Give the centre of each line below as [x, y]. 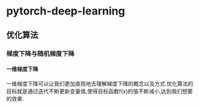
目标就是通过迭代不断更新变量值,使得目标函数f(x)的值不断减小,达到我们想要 [100, 91]
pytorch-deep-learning [66, 11]
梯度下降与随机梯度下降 [40, 54]
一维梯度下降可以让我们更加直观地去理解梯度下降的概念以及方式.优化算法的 [100, 83]
